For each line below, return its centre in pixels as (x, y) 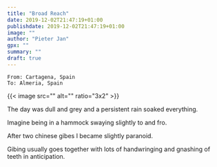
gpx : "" (18, 45)
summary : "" (24, 52)
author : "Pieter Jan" (38, 39)
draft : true (24, 58)
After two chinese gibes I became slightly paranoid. (80, 135)
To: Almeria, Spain (35, 83)
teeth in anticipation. (36, 156)
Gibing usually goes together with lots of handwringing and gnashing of (109, 149)
